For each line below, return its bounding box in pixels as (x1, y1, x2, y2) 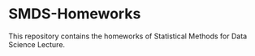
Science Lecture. (8, 39, 66, 49)
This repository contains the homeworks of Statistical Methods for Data (8, 31, 248, 41)
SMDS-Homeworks (8, 5, 141, 23)
